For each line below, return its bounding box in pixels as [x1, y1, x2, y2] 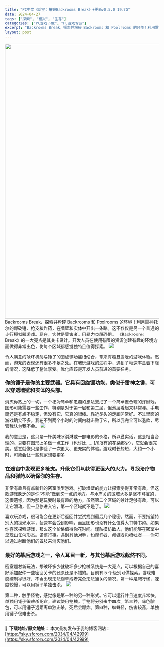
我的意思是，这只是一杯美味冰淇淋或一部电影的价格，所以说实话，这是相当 [5, 434, 155, 440]
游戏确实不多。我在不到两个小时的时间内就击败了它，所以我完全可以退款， [5, 417, 155, 423]
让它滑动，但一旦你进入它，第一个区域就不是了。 [5, 503, 103, 509]
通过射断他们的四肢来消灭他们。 [9, 538, 74, 544]
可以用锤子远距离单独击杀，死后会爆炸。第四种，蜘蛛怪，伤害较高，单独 [13, 604, 159, 610]
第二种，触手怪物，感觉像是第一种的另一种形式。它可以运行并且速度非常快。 [5, 592, 159, 598]
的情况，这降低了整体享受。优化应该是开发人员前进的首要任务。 [5, 366, 133, 372]
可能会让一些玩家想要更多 [13, 452, 65, 458]
